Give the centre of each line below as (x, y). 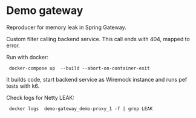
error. (13, 45)
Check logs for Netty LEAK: (40, 97)
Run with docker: (27, 57)
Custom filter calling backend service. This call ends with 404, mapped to (98, 39)
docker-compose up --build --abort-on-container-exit (79, 68)
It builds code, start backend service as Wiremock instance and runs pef (97, 79)
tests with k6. (23, 86)
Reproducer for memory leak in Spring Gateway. (66, 27)
